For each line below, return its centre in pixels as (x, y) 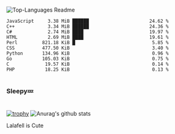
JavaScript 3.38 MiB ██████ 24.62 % (87, 22)
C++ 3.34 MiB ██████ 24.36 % (87, 27)
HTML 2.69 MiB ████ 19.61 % (87, 37)
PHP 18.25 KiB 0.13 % (87, 70)
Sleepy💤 (20, 91)
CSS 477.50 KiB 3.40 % (87, 48)
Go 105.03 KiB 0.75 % (87, 59)
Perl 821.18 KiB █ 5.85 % (87, 43)
